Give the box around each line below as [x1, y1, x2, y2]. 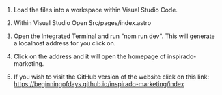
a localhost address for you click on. [13, 39, 116, 47]
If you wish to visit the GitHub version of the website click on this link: [13, 73, 210, 81]
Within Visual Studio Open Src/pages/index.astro [13, 19, 152, 26]
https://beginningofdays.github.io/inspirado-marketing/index [13, 80, 184, 88]
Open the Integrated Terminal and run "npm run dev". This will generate [13, 32, 215, 40]
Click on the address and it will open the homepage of [13, 52, 166, 60]
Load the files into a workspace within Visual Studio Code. [13, 6, 178, 14]
